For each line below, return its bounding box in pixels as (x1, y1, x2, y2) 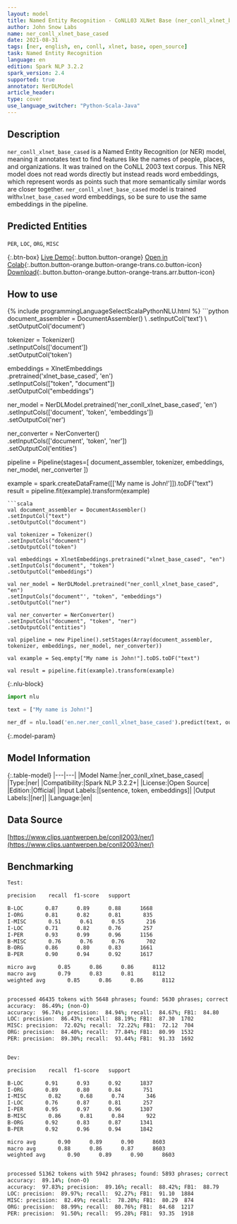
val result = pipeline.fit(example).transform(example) (7, 667, 175, 675)
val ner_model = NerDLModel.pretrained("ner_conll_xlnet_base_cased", (7, 581, 219, 588)
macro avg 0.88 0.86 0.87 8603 (7, 1145, 166, 1152)
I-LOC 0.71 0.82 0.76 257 (7, 924, 153, 931)
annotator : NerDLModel (7, 83, 74, 90)
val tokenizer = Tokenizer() (7, 531, 93, 539)
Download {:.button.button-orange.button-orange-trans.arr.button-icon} (7, 268, 215, 276)
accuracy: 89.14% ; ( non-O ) (7, 1177, 90, 1184)
